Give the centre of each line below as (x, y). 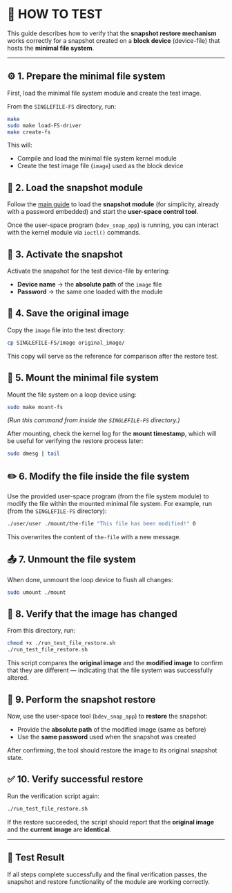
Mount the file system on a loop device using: (72, 395)
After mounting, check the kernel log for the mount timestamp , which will (112, 434)
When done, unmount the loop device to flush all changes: (90, 579)
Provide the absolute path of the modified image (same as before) (112, 729)
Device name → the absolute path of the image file (89, 284)
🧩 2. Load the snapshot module (75, 187)
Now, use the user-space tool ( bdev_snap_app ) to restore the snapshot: (107, 716)
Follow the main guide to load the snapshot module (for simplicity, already (113, 204)
